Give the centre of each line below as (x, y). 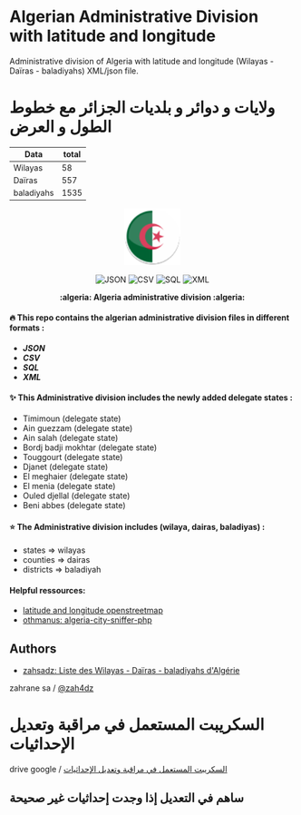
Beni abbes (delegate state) (74, 506)
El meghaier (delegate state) (75, 476)
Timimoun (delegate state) (72, 418)
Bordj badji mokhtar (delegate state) (90, 447)
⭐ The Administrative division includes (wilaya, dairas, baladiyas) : (137, 526)
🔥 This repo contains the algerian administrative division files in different (150, 318)
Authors (33, 648)
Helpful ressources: (48, 590)
